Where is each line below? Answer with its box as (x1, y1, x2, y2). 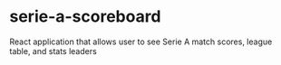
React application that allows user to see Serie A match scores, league (9, 36, 273, 47)
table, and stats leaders (9, 45, 97, 56)
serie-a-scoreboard (9, 6, 161, 27)
